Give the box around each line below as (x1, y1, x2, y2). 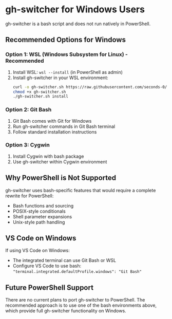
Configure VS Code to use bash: (12, 263, 81, 269)
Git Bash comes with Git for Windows (12, 118, 92, 124)
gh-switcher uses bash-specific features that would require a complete (5, 187, 156, 193)
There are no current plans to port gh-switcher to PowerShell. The (5, 297, 145, 303)
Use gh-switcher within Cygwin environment (12, 158, 107, 165)
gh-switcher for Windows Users (5, 4, 145, 15)
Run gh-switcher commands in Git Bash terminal (12, 123, 116, 129)
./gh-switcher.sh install (12, 94, 68, 99)
